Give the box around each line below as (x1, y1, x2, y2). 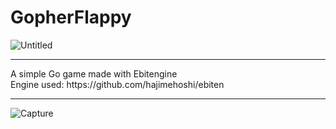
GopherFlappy (10, 6, 132, 29)
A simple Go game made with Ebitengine (10, 67, 178, 80)
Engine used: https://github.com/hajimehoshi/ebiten (10, 78, 225, 90)
